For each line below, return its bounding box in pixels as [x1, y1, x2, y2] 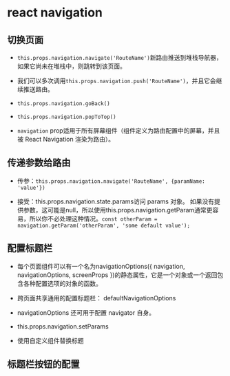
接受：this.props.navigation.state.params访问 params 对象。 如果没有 [17, 197, 215, 206]
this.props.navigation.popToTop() [17, 113, 116, 120]
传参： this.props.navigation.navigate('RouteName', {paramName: [17, 177, 205, 185]
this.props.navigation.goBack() [17, 100, 110, 107]
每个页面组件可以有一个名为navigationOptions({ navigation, [17, 262, 185, 270]
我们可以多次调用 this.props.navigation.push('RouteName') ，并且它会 [17, 77, 216, 85]
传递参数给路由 [7, 157, 71, 169]
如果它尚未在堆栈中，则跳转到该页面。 [17, 62, 126, 70]
